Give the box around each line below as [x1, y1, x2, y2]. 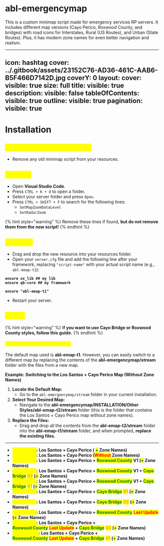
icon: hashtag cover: [5, 59, 69, 67]
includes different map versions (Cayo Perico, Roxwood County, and [5, 24, 143, 30]
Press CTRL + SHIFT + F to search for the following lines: [12, 199, 126, 205]
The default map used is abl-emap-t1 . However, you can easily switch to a [5, 352, 155, 357]
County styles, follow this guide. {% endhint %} [5, 330, 103, 336]
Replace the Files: [12, 417, 49, 423]
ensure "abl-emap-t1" [5, 289, 49, 294]
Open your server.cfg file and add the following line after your [12, 256, 138, 262]
